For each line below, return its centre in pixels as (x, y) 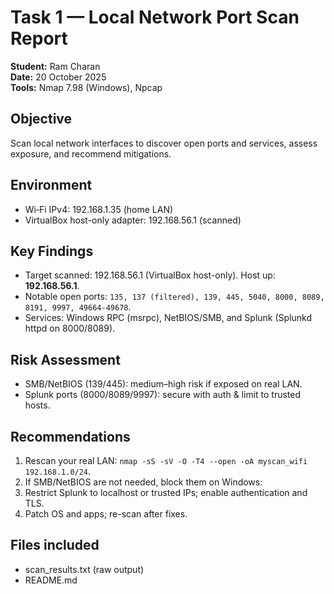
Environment (51, 185)
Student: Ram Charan (55, 66)
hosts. (37, 405)
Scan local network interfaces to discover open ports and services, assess (164, 143)
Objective (41, 119)
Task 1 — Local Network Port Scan (155, 17)
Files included (55, 545)
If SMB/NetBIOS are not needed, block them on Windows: (143, 482)
